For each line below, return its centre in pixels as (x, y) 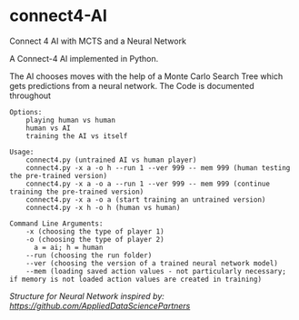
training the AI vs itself (77, 136)
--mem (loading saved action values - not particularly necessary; (156, 271)
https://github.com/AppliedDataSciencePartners (100, 305)
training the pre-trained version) (77, 192)
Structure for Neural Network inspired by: (87, 295)
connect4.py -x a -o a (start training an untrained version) (146, 200)
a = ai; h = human (68, 247)
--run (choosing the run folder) (89, 255)
